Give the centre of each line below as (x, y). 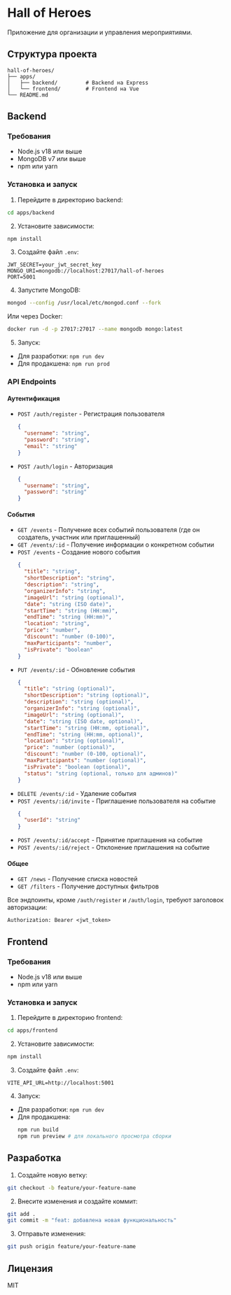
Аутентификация (34, 398)
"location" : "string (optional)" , (74, 741)
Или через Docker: (35, 316)
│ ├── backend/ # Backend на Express (78, 83)
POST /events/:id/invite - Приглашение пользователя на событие (117, 801)
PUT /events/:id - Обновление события (76, 669)
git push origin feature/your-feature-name (72, 1247)
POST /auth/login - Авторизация (65, 466)
